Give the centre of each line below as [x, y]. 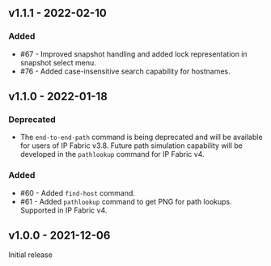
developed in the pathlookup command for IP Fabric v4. [112, 154]
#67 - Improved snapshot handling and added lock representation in [134, 54]
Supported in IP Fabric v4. [64, 210]
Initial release [30, 255]
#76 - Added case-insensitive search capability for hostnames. [125, 71]
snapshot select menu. [58, 62]
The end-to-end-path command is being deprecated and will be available [141, 137]
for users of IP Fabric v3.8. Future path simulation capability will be [131, 146]
